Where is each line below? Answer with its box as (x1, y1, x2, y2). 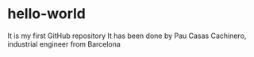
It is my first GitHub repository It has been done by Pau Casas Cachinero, (7, 31, 247, 40)
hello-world (7, 5, 87, 23)
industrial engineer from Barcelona (7, 39, 121, 48)
